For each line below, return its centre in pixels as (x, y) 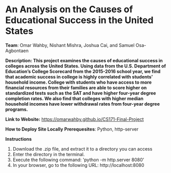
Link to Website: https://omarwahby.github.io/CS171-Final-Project (75, 119)
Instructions (19, 139)
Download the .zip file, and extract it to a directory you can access (82, 149)
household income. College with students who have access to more (79, 82)
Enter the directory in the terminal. (49, 154)
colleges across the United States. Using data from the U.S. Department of (86, 66)
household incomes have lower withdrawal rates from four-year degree (82, 104)
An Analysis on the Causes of (69, 9)
